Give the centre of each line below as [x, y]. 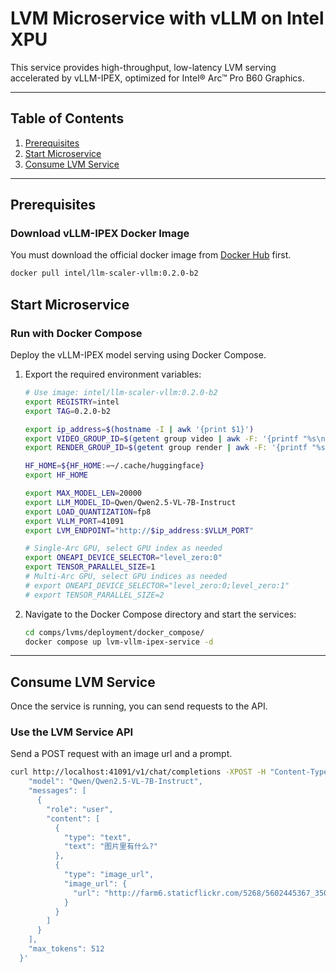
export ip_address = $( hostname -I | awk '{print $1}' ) [139, 429]
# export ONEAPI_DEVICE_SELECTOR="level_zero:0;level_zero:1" [157, 585]
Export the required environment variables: [113, 374]
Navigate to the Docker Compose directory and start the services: [160, 614]
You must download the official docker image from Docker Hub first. [151, 255]
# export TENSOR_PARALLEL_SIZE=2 [94, 595]
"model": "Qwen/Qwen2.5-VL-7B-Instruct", [115, 782]
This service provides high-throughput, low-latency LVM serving [143, 67]
